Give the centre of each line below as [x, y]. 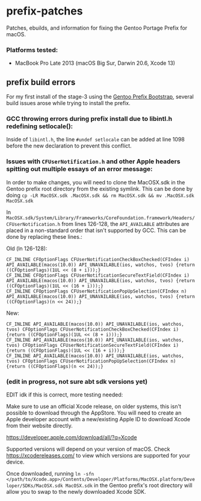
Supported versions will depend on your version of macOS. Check [88, 449]
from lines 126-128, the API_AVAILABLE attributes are [125, 224]
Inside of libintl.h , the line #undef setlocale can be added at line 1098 [95, 140]
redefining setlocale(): [40, 126]
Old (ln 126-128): [27, 248]
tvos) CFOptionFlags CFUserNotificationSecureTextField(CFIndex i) [93, 345]
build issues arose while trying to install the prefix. [68, 103]
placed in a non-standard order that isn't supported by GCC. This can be [96, 230]
